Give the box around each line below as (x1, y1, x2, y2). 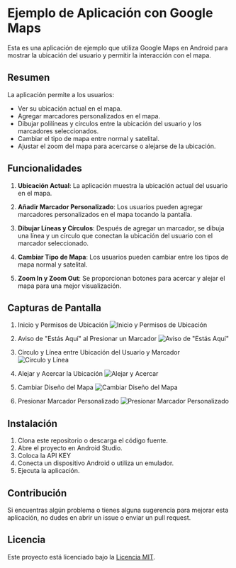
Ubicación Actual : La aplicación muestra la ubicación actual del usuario (17, 181, 228, 189)
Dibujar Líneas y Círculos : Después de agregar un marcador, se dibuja (17, 223, 225, 232)
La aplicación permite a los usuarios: (7, 90, 115, 99)
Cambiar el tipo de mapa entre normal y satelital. (17, 134, 159, 143)
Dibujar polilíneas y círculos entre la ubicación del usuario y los (17, 119, 202, 128)
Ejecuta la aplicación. (17, 467, 80, 475)
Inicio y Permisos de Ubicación (17, 321, 108, 329)
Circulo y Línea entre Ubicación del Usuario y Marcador (17, 348, 181, 357)
